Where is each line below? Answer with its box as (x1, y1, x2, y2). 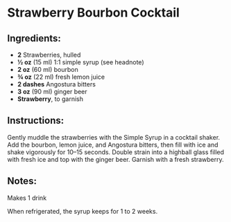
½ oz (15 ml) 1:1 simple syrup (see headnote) (17, 58, 144, 66)
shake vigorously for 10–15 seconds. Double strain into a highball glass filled (7, 147, 224, 156)
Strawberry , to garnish (17, 95, 83, 103)
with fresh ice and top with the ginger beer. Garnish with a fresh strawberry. (7, 155, 224, 163)
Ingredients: (7, 33, 61, 44)
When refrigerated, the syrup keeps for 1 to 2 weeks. (7, 207, 158, 215)
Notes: (7, 175, 37, 187)
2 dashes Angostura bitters (17, 80, 96, 88)
